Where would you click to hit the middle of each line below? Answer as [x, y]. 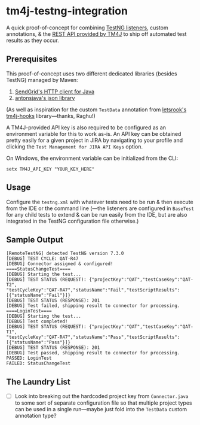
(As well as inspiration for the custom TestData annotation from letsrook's [96, 110]
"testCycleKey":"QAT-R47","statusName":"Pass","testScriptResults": [93, 337]
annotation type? [36, 416]
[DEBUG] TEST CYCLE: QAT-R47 [42, 259]
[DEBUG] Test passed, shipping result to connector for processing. [93, 353]
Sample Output [35, 240]
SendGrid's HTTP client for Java [54, 92]
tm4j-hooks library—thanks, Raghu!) [51, 116]
